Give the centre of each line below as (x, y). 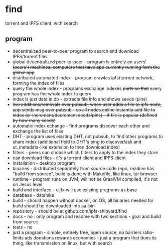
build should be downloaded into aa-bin (54, 206)
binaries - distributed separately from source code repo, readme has (83, 168)
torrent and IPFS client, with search (42, 23)
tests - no (22, 227)
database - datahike (33, 195)
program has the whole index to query (52, 93)
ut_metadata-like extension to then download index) (66, 147)
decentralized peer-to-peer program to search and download (76, 51)
